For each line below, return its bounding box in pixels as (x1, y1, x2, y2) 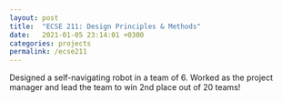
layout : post (9, 13, 59, 23)
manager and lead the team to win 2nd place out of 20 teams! (9, 82, 241, 93)
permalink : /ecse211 (9, 47, 88, 56)
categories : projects (9, 38, 92, 48)
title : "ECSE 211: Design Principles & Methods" (9, 22, 202, 31)
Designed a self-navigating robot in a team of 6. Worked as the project (9, 72, 274, 83)
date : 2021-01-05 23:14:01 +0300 (9, 30, 145, 39)
